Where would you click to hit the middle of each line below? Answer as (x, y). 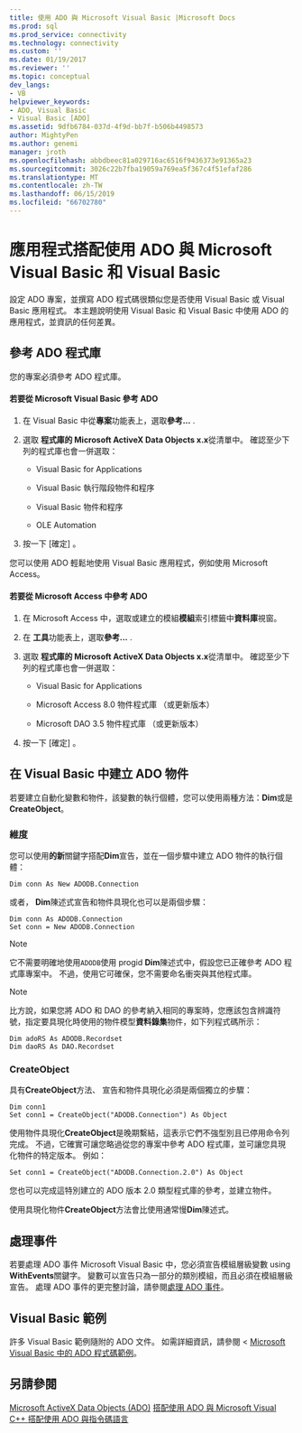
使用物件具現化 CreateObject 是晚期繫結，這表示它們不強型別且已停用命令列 (150, 1133)
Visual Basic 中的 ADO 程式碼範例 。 (75, 1353)
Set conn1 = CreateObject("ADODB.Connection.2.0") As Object (127, 1173)
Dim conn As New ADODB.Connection (74, 884)
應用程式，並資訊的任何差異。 (64, 321)
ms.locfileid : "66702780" (58, 203)
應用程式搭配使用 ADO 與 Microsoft (141, 250)
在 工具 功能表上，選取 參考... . (77, 637)
